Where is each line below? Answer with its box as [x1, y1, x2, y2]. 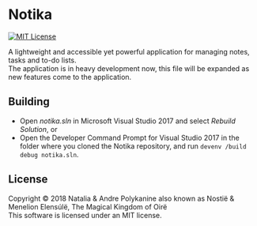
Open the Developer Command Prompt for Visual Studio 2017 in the [19, 133, 240, 142]
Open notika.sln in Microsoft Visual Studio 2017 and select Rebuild [19, 116, 236, 126]
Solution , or [19, 124, 58, 134]
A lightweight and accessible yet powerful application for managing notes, [8, 47, 251, 56]
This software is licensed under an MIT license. [8, 210, 162, 220]
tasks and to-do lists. [8, 55, 77, 65]
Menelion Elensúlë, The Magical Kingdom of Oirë [8, 202, 168, 211]
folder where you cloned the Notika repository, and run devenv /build [19, 141, 247, 151]
